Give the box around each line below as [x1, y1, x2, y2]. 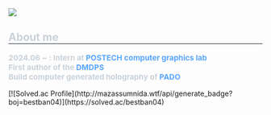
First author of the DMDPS [8, 62, 105, 72]
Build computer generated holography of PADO [8, 72, 181, 82]
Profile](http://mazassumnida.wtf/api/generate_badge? [50, 88, 233, 98]
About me [8, 31, 59, 44]
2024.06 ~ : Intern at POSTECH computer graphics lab [8, 52, 207, 63]
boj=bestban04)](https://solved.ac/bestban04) [8, 97, 165, 107]
